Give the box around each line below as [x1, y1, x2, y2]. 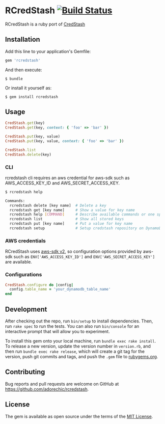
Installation [5, 35, 40, 44]
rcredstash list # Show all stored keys [9, 216, 124, 222]
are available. [5, 259, 32, 265]
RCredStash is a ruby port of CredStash [5, 21, 85, 27]
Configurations [5, 271, 42, 278]
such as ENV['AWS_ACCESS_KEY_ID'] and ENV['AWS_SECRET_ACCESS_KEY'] [13, 254, 155, 260]
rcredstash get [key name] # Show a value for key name [9, 208, 135, 212]
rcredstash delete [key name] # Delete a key [9, 203, 107, 208]
